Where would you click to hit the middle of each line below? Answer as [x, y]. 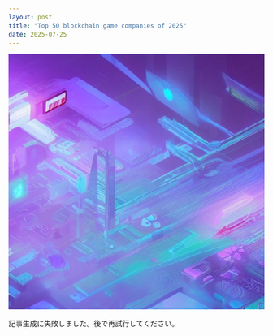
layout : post [30, 17]
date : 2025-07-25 [38, 34]
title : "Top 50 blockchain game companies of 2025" [97, 26]
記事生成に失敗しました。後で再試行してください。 [94, 324]
